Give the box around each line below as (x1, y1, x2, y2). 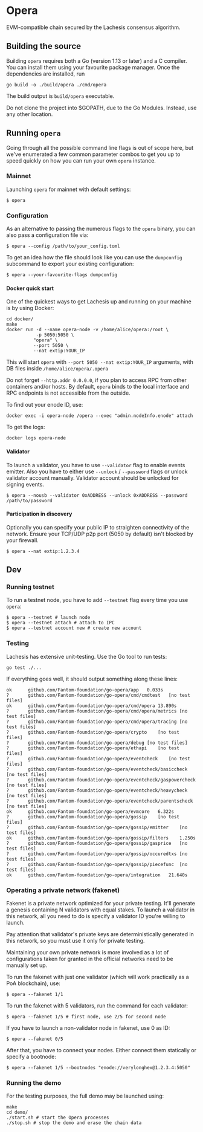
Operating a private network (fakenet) (6, 886, 120, 894)
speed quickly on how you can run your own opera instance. (6, 157, 156, 164)
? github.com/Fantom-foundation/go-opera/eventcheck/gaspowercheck (6, 777, 196, 783)
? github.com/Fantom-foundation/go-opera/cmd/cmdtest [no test (6, 692, 190, 698)
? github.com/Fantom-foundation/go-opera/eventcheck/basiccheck (6, 766, 188, 772)
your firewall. (6, 536, 39, 544)
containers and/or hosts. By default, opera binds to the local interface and (6, 383, 189, 390)
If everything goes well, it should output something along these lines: (6, 675, 178, 682)
